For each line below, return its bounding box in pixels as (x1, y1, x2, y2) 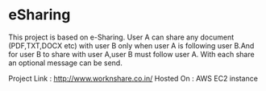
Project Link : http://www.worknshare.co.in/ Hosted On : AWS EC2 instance (8, 73, 258, 83)
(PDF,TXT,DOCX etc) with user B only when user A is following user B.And (8, 40, 255, 50)
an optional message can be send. (8, 58, 123, 68)
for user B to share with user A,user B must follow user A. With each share (8, 49, 256, 59)
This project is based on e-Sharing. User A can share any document (8, 32, 235, 42)
